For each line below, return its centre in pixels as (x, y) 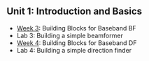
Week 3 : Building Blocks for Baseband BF (77, 28)
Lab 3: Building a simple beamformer (70, 35)
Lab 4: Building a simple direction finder (74, 50)
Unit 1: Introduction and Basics (74, 11)
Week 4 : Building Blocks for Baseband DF (77, 43)
